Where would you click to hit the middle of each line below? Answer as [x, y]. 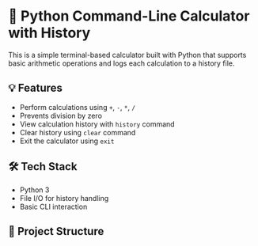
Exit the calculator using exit [67, 141]
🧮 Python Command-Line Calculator [129, 16]
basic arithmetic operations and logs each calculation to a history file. [121, 63]
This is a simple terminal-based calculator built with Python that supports [127, 55]
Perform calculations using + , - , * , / [78, 107]
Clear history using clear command [78, 132]
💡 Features [36, 88]
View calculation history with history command [97, 124]
